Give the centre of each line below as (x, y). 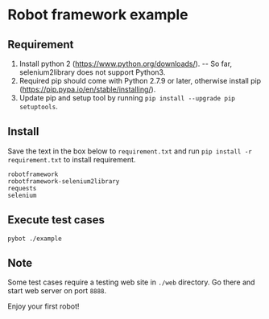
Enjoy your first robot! (43, 306)
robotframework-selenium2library (64, 181)
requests (22, 188)
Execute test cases (56, 220)
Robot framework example (98, 15)
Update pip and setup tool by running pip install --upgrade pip (127, 98)
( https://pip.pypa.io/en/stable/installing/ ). (87, 89)
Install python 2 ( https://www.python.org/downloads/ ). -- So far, (126, 63)
